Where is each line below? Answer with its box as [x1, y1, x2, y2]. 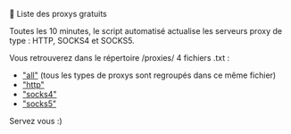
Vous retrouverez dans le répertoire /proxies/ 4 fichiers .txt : [9, 53, 230, 63]
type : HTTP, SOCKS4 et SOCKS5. [9, 36, 136, 46]
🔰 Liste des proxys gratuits [9, 9, 107, 19]
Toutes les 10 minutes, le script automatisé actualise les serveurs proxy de [9, 26, 283, 36]
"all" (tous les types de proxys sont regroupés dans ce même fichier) [21, 70, 277, 80]
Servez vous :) [9, 116, 62, 126]
